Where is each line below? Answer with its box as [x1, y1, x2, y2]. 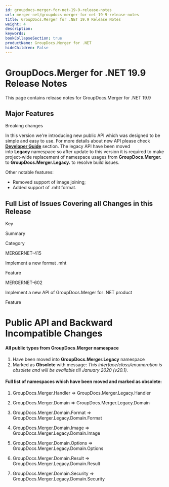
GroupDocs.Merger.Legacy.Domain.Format [12, 414, 102, 421]
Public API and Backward [5, 317, 113, 329]
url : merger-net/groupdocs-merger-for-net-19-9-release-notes [5, 12, 139, 17]
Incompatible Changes [5, 328, 103, 339]
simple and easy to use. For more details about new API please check [5, 138, 150, 144]
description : [5, 26, 33, 31]
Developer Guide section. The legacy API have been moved [5, 143, 131, 150]
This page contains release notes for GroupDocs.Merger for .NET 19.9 [5, 94, 151, 100]
